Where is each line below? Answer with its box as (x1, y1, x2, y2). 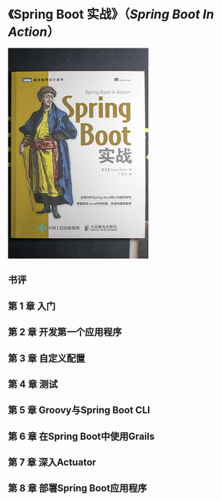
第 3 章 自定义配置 (8, 352, 86, 364)
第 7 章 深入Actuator (8, 457, 97, 469)
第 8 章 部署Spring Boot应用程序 (8, 482, 147, 495)
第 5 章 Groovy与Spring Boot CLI (8, 404, 150, 416)
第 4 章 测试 (8, 378, 58, 390)
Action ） (8, 24, 60, 40)
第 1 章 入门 (8, 300, 55, 312)
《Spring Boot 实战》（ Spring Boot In (8, 6, 215, 22)
